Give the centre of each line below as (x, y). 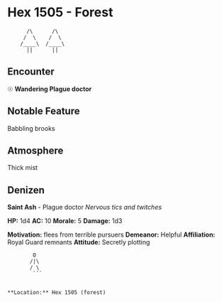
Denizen (26, 190)
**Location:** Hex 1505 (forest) (57, 293)
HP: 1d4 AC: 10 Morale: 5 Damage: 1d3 (65, 221)
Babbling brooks (31, 128)
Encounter (31, 72)
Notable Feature (44, 111)
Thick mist (22, 168)
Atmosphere (35, 150)
